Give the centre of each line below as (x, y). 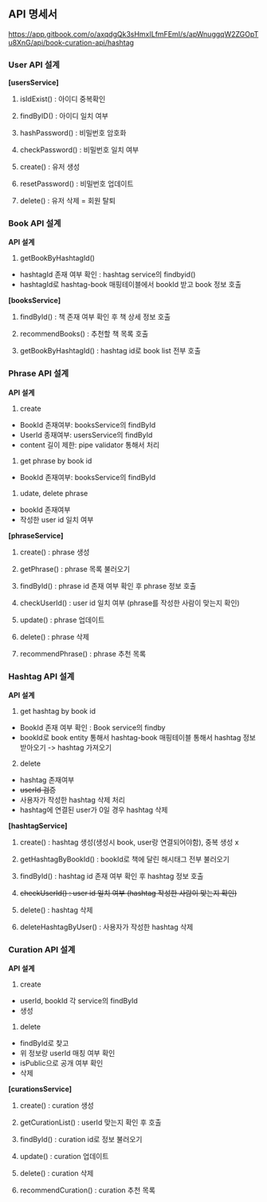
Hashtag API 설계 (41, 676)
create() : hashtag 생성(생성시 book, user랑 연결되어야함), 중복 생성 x (129, 842)
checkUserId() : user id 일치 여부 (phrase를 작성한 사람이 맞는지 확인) (130, 603)
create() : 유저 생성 (50, 167)
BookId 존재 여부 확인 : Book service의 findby (92, 727)
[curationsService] (40, 1089)
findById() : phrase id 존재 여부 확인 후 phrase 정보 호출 (108, 585)
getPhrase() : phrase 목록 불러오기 (75, 569)
